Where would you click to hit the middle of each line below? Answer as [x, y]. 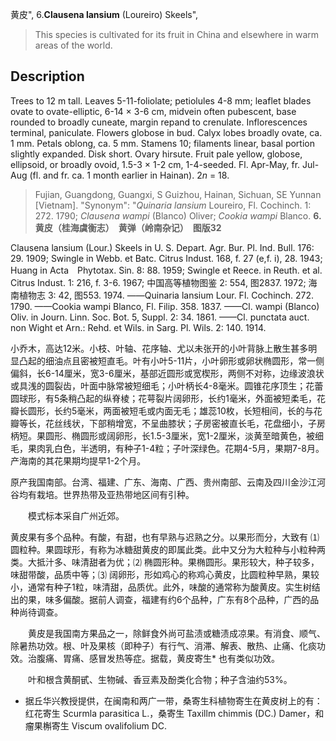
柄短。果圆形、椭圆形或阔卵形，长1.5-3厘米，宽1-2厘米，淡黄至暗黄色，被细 [167, 435]
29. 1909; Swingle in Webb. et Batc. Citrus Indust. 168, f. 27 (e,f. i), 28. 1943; [166, 258]
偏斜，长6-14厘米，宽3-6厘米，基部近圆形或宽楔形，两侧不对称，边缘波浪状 [167, 373]
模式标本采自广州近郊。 [76, 515]
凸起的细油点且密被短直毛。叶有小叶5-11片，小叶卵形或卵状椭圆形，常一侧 [171, 360]
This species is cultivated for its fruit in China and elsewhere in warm [177, 34]
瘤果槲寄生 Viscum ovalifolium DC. [96, 725]
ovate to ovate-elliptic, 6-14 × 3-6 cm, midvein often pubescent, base [153, 111]
